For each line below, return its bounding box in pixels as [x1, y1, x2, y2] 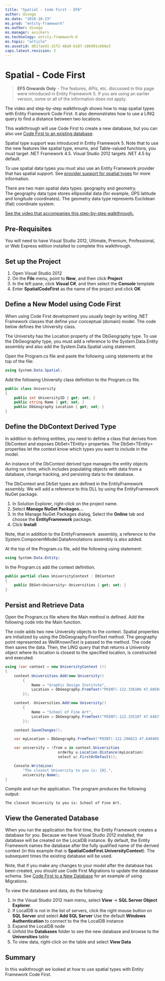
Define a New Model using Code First [5, 300, 121, 308]
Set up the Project [5, 257, 61, 266]
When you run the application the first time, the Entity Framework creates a [5, 827, 157, 833]
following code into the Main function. [5, 619, 82, 625]
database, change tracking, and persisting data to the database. [5, 471, 135, 477]
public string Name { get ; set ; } [14, 400, 84, 405]
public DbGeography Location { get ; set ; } [14, 405, 105, 409]
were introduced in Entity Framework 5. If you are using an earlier [17, 91, 150, 97]
